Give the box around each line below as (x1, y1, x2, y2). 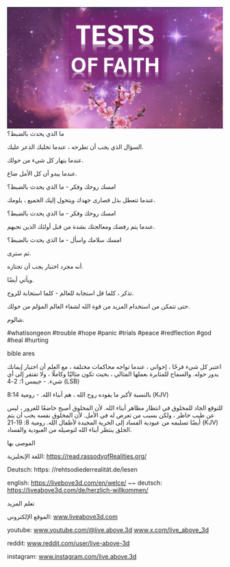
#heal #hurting (7, 336, 49, 344)
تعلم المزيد (7, 499, 35, 507)
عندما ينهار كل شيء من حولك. (7, 156, 84, 164)
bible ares (7, 349, 36, 357)
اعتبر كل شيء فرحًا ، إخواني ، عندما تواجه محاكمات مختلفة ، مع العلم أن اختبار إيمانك (7, 362, 222, 370)
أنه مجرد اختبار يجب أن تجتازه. (7, 262, 84, 270)
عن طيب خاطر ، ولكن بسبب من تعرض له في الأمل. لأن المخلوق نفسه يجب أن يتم (7, 411, 215, 419)
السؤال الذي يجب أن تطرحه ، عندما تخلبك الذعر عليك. (7, 143, 144, 151)
